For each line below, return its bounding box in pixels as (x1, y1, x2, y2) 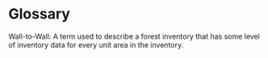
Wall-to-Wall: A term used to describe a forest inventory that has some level (8, 31, 260, 41)
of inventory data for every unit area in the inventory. (8, 39, 184, 49)
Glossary (8, 5, 71, 23)
